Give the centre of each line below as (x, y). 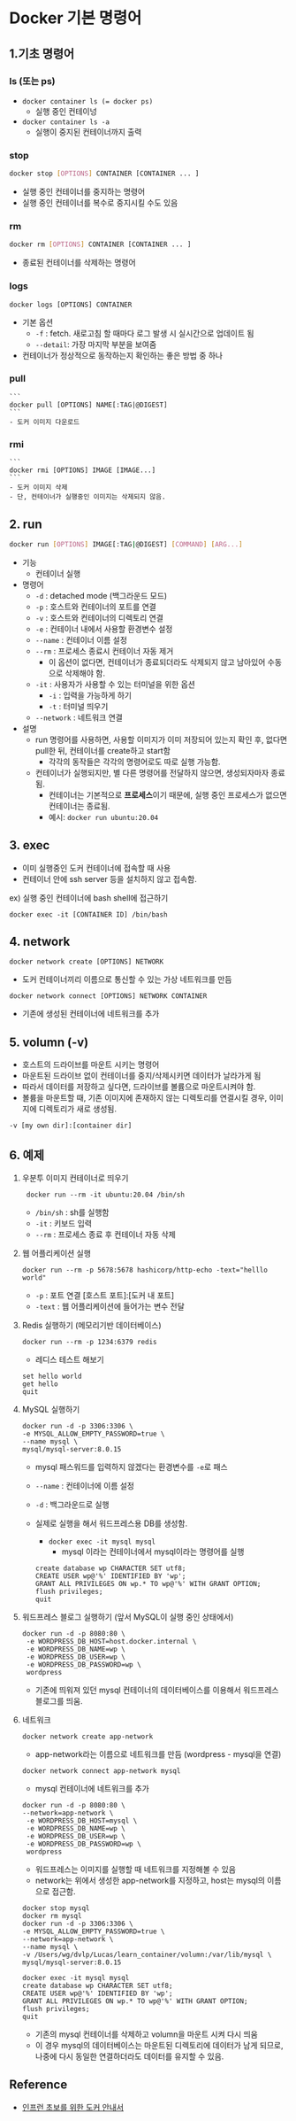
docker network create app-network (87, 1737)
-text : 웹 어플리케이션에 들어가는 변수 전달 (110, 1306)
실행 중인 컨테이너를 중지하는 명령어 (83, 192)
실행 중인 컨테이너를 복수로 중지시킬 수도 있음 (100, 203)
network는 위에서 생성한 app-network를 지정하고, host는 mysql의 (150, 1881)
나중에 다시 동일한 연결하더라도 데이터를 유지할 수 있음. (129, 2056)
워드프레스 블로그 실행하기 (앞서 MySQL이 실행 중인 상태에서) (128, 1617)
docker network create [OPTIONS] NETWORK (87, 962)
